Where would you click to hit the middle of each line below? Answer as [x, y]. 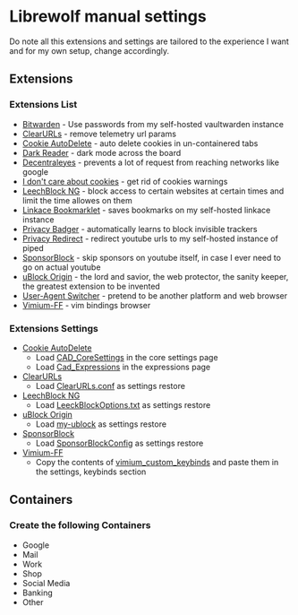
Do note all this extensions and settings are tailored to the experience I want [149, 41]
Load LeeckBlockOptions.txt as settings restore [123, 404]
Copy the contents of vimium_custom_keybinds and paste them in [157, 462]
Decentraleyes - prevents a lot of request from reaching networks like [151, 162]
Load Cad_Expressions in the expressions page [123, 367]
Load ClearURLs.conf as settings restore [111, 385]
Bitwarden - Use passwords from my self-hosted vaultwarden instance [153, 124]
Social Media [46, 583]
